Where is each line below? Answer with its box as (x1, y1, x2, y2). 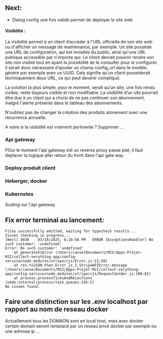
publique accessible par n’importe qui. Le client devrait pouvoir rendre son (5, 55, 154, 60)
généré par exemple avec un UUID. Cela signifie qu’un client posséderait (5, 70, 151, 76)
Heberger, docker (5, 178, 48, 185)
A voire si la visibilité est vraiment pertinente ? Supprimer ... (5, 124, 124, 130)
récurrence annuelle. (5, 114, 47, 121)
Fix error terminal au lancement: (5, 216, 105, 224)
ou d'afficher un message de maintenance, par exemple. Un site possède (5, 44, 152, 50)
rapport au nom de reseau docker (5, 305, 109, 313)
